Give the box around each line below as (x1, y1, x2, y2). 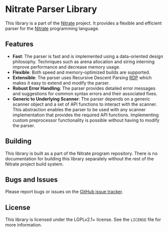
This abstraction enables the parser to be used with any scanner (12, 106, 146, 112)
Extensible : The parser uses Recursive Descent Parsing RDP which (12, 74, 152, 81)
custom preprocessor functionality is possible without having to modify (12, 117, 159, 123)
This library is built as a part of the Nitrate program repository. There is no (5, 150, 158, 156)
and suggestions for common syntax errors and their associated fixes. (12, 90, 158, 96)
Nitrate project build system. (5, 161, 64, 167)
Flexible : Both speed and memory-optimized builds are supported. (12, 69, 150, 75)
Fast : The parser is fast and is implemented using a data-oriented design (12, 53, 163, 59)
